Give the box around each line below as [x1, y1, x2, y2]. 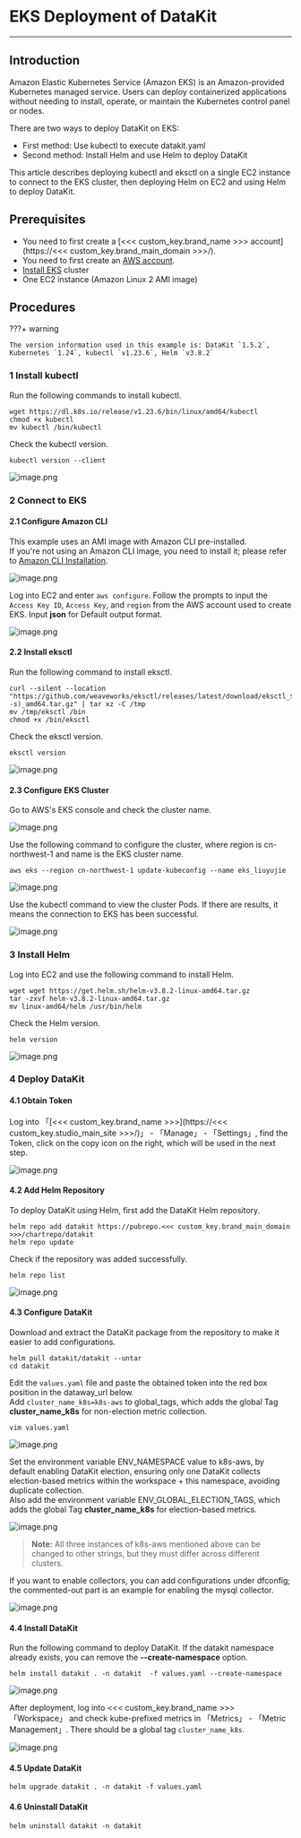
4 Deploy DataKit [9, 1073, 85, 1085]
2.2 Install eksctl [9, 647, 73, 658]
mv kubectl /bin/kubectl [9, 423, 102, 432]
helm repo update [9, 1238, 74, 1247]
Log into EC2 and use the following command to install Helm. [9, 969, 235, 979]
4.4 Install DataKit [9, 1622, 78, 1633]
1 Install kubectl [9, 369, 79, 382]
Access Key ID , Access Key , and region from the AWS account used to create [9, 599, 292, 610]
